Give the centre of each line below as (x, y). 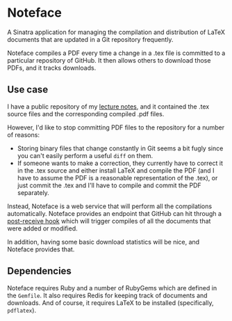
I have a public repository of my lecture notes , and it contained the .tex (108, 107)
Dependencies (39, 271)
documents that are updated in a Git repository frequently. (90, 39)
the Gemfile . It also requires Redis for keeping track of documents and (107, 295)
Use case (28, 89)
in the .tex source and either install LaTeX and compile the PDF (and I (116, 170)
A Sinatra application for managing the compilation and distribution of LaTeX (116, 32)
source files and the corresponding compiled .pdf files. (86, 113)
